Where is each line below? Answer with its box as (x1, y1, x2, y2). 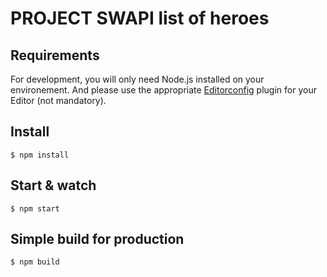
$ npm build (10, 257, 60, 267)
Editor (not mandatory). (10, 95, 107, 106)
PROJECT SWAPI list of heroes (10, 7, 270, 30)
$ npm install (10, 150, 70, 160)
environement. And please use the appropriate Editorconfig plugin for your (10, 84, 317, 96)
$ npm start (10, 203, 60, 214)
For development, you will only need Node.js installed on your (10, 73, 265, 85)
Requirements (10, 47, 100, 64)
